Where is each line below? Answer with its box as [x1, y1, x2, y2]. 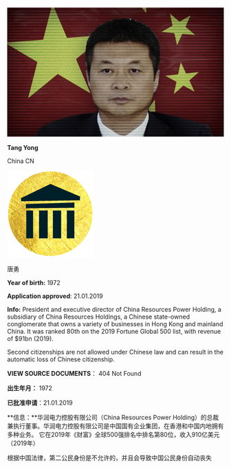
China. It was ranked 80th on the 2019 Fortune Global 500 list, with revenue [7, 327, 221, 335]
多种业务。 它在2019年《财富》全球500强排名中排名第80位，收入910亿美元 [7, 430, 220, 438]
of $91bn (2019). [7, 334, 54, 343]
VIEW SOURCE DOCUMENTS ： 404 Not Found [7, 369, 142, 377]
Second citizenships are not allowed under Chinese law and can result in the [7, 348, 223, 356]
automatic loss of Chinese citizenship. [7, 355, 115, 363]
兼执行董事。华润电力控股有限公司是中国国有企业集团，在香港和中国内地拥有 [7, 421, 224, 430]
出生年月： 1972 [7, 383, 53, 392]
